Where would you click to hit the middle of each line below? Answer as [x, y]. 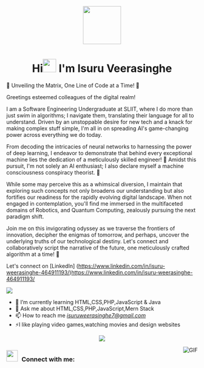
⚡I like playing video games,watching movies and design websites [98, 324]
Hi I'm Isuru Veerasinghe [102, 68]
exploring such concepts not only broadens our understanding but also [95, 190]
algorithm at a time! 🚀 [33, 254]
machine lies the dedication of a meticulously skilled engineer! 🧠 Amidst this [101, 159]
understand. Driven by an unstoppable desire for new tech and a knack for [100, 122]
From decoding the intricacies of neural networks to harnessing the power [99, 147]
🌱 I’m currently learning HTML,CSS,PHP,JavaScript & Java [88, 302]
